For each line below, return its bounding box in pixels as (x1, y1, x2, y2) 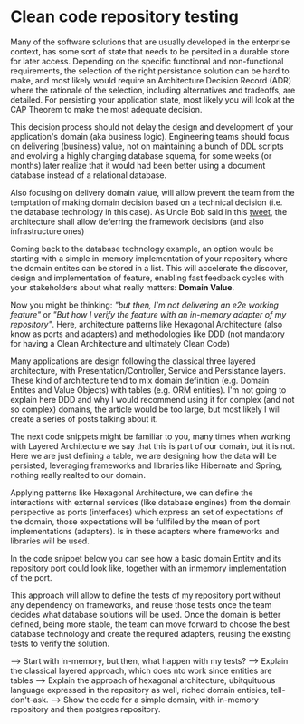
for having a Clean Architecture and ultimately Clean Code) (10, 338, 230, 348)
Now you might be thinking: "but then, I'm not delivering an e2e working (10, 299, 280, 310)
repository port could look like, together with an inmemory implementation (10, 563, 287, 573)
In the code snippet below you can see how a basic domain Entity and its (10, 553, 282, 563)
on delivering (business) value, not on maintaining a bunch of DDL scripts (10, 141, 284, 152)
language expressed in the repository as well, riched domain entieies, (10, 684, 270, 695)
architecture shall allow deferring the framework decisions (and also (10, 216, 265, 227)
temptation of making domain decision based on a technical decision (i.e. (10, 197, 283, 208)
